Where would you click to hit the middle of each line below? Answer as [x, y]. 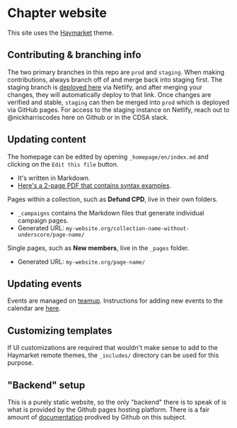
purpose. [21, 363]
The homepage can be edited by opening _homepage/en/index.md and [108, 157]
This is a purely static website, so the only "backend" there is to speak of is [117, 402]
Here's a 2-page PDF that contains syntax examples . [94, 185]
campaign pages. [43, 220]
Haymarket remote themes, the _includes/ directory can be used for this [113, 355]
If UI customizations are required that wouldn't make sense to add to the [112, 348]
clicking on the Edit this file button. [63, 164]
